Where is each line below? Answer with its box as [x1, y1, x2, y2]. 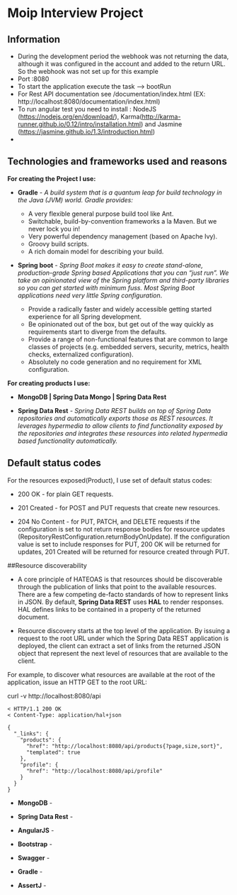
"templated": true [25, 749, 81, 756]
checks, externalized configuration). [28, 350, 134, 358]
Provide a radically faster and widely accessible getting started [28, 304, 212, 313]
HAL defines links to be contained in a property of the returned [17, 605, 202, 613]
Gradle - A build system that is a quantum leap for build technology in [17, 188, 222, 197]
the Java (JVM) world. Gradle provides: [17, 195, 133, 204]
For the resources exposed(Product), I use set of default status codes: [7, 476, 212, 484]
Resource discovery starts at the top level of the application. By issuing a [17, 626, 231, 635]
